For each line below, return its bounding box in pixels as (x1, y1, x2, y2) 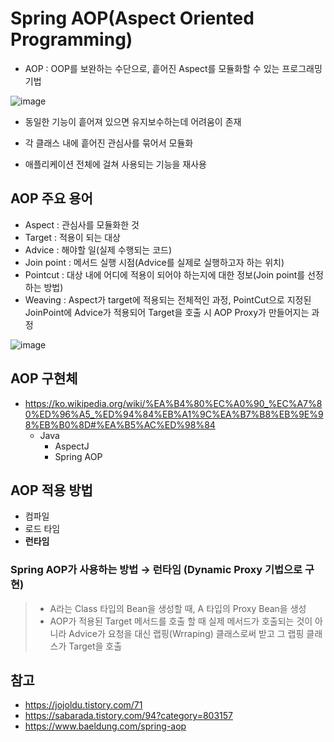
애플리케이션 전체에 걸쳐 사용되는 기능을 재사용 (24, 158, 207, 170)
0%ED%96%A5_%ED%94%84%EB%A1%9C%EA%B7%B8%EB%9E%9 (24, 408, 324, 420)
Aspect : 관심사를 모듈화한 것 (24, 218, 140, 231)
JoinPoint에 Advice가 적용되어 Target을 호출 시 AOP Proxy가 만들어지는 (24, 306, 310, 318)
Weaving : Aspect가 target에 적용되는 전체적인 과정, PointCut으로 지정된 (24, 293, 312, 306)
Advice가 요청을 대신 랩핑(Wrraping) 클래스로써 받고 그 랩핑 (68, 627, 305, 639)
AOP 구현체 (10, 370, 78, 387)
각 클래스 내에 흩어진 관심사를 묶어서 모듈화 (24, 137, 194, 149)
